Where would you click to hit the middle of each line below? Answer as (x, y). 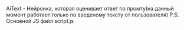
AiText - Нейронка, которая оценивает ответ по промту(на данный (90, 9)
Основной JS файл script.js (40, 21)
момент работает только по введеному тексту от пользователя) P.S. (93, 15)
